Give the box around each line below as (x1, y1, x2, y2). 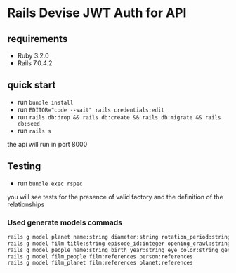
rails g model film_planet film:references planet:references (7, 260, 193, 267)
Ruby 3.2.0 (17, 51, 49, 60)
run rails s (17, 126, 51, 135)
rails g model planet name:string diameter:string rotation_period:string (7, 233, 231, 240)
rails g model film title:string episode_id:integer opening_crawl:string (7, 240, 231, 247)
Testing (7, 160, 41, 173)
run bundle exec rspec (17, 179, 83, 187)
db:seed (17, 120, 40, 127)
